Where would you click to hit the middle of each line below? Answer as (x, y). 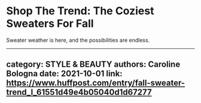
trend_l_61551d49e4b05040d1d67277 (79, 93)
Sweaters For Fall (50, 24)
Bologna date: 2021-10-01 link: (64, 74)
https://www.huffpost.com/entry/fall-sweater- (96, 83)
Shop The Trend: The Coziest (80, 11)
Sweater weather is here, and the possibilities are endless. (78, 40)
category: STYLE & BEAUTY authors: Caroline (93, 65)
